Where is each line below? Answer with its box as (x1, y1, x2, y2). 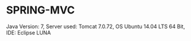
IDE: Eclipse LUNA (6, 29, 52, 36)
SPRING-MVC (6, 4, 75, 17)
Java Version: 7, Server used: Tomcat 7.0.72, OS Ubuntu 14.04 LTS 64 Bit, (6, 23, 185, 30)
